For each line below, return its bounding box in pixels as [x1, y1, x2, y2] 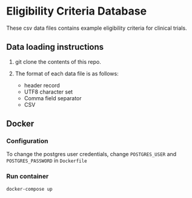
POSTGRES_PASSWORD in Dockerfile [6, 157, 87, 165]
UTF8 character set [24, 88, 73, 95]
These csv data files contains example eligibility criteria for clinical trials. [6, 24, 187, 32]
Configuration [6, 137, 48, 145]
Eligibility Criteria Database [6, 4, 147, 18]
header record [24, 81, 61, 89]
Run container [6, 172, 49, 180]
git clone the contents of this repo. [15, 58, 102, 65]
